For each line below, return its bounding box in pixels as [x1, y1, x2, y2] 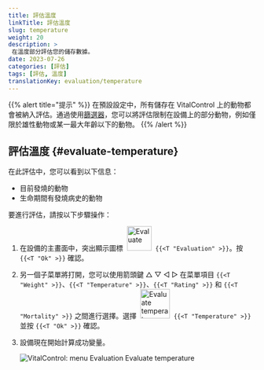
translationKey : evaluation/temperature [8, 77, 143, 85]
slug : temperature [8, 26, 68, 34]
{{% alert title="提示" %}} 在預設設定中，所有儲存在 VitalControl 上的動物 [8, 100, 245, 109]
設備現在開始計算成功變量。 [19, 338, 110, 347]
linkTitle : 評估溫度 [8, 19, 71, 27]
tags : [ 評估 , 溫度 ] [8, 70, 68, 78]
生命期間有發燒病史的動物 [19, 193, 103, 203]
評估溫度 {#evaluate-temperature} [8, 145, 179, 158]
